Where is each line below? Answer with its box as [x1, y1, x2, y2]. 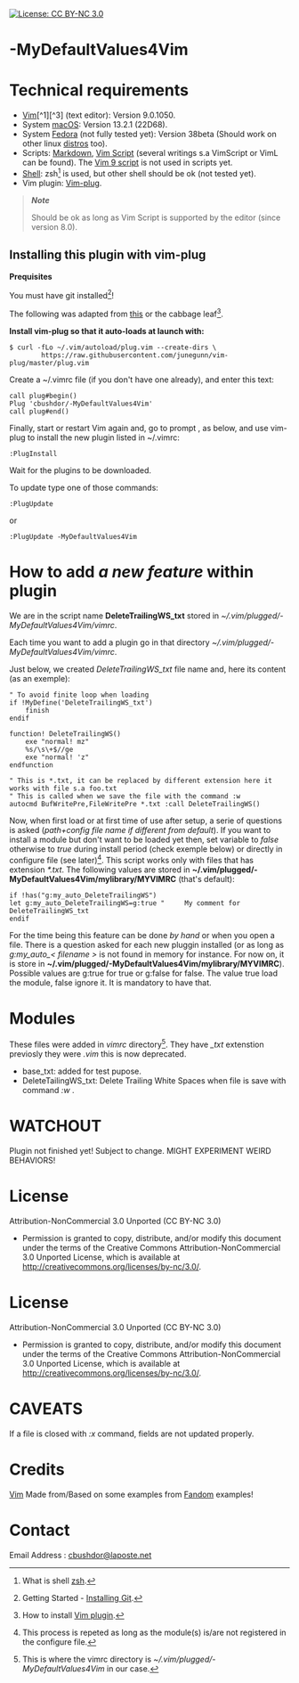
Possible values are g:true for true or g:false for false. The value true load [9, 968, 279, 978]
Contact [9, 1520, 70, 1540]
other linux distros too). [21, 138, 109, 149]
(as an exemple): [9, 673, 71, 683]
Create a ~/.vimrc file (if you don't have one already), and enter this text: [9, 374, 274, 385]
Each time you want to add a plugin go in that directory [9, 637, 211, 648]
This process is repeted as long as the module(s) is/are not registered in [21, 1627, 287, 1638]
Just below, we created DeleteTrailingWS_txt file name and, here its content [9, 664, 287, 674]
